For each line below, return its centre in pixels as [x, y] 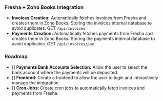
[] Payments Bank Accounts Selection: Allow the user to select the [79, 67]
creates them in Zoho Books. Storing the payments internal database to [83, 39]
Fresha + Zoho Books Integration [44, 7]
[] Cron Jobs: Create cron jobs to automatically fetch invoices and [78, 88]
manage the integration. [36, 82]
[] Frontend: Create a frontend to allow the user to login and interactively [85, 78]
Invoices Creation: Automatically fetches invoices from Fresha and [79, 18]
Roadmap [16, 57]
